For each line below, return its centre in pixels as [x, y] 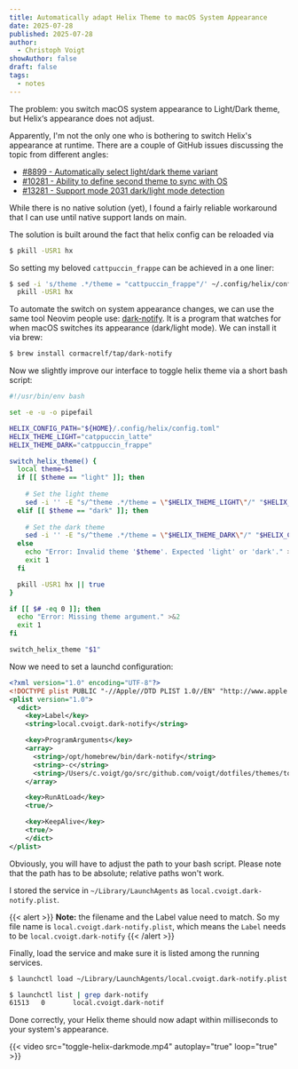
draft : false [33, 68]
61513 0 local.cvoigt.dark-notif [87, 1003]
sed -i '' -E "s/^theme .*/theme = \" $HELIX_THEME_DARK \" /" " [142, 535]
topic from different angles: [59, 154]
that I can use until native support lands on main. [98, 217]
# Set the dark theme [65, 527]
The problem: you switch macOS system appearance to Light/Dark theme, [145, 108]
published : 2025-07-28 [51, 34]
